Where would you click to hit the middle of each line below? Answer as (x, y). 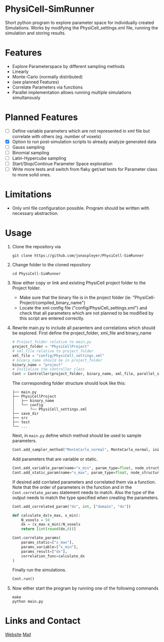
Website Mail (18, 635)
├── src (20, 418)
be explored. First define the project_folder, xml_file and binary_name (82, 333)
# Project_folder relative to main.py (52, 342)
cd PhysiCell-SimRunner (36, 274)
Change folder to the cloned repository (51, 265)
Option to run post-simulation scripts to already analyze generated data (84, 142)
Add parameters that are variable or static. (55, 459)
